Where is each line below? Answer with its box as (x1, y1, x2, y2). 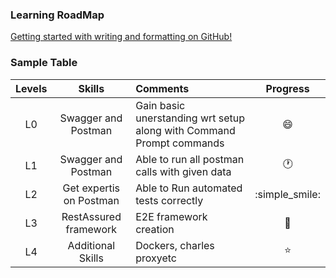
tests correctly (135, 193, 204, 207)
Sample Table (10, 56, 78, 70)
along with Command (135, 123, 236, 137)
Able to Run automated (135, 181, 243, 195)
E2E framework (135, 209, 208, 223)
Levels (15, 81, 48, 95)
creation (135, 222, 175, 236)
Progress (265, 81, 310, 95)
